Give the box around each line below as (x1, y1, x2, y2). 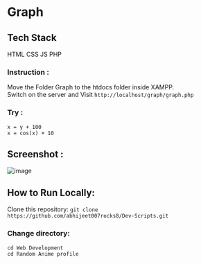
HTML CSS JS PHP (7, 50, 62, 58)
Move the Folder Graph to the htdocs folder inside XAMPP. (7, 83, 175, 91)
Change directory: (7, 229, 71, 238)
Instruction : (7, 67, 50, 77)
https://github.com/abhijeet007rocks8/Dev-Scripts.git (7, 213, 169, 220)
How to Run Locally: (7, 186, 96, 198)
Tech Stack (7, 32, 57, 44)
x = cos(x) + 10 (7, 130, 54, 137)
